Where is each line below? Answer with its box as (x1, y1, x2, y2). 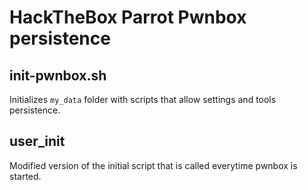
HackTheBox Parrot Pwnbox (9, 6, 247, 29)
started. (9, 170, 42, 182)
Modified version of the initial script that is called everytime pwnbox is (9, 159, 298, 171)
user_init (9, 133, 66, 150)
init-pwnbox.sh (9, 67, 107, 84)
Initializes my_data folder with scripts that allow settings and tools (9, 94, 277, 105)
